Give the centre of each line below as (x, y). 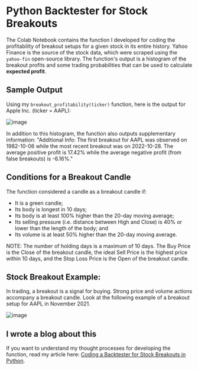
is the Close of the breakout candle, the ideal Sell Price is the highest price (97, 252)
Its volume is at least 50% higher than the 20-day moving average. (96, 234)
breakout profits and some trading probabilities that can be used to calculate (99, 65)
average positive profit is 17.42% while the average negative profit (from (94, 152)
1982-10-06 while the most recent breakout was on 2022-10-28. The (90, 146)
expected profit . (26, 71)
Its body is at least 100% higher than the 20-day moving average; (94, 215)
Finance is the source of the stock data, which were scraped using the (92, 52)
